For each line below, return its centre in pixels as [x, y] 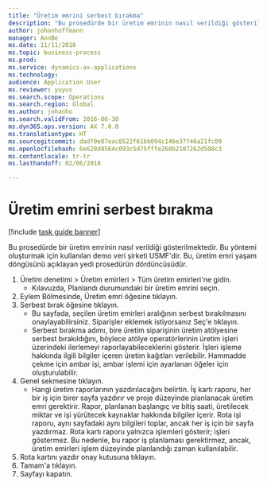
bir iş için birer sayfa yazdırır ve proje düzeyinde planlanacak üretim [142, 398]
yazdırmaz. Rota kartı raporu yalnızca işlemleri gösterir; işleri [131, 432]
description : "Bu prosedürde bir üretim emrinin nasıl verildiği [118, 23]
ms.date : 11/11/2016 [43, 45]
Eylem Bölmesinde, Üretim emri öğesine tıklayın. [99, 297]
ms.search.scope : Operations [56, 97]
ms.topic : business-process [55, 52]
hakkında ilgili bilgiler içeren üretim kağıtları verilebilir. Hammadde [139, 356]
